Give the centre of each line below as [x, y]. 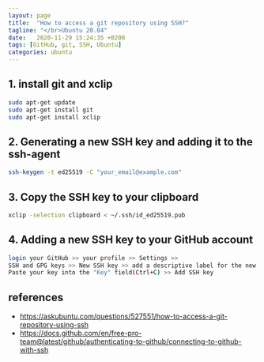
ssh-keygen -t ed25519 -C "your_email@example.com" [95, 172]
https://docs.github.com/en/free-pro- [81, 334]
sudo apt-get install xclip [55, 117]
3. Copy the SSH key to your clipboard [104, 197]
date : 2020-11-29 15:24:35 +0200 [67, 38]
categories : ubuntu [40, 52]
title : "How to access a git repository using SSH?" [99, 23]
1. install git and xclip [60, 84]
